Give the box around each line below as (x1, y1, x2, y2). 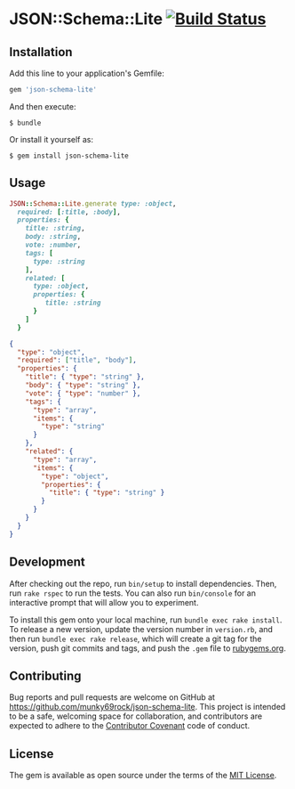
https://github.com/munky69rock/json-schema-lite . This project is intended (9, 702, 286, 712)
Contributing (9, 668, 82, 683)
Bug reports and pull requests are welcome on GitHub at (9, 692, 216, 703)
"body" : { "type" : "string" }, (25, 381, 141, 390)
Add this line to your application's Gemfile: (9, 68, 164, 78)
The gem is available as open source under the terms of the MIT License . (9, 770, 277, 781)
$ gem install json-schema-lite (9, 151, 129, 160)
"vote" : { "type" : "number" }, (25, 388, 141, 398)
